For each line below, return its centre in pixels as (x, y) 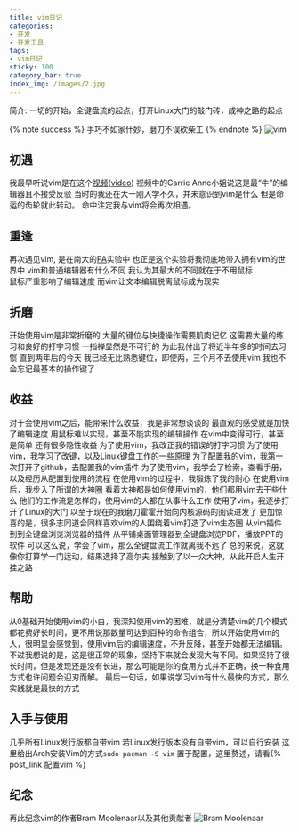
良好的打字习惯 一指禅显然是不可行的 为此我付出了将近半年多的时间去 (151, 346)
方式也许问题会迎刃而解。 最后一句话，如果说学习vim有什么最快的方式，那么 (149, 677)
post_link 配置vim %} (48, 764)
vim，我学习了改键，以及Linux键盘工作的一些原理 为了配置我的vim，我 (139, 456)
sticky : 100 (31, 68)
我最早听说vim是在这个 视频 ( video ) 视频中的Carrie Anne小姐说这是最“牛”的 (145, 183)
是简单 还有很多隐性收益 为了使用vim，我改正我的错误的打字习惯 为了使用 (144, 444)
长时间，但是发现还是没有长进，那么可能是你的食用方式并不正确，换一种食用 (149, 665)
